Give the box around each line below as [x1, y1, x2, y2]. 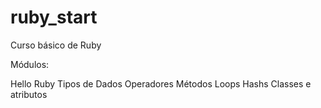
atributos [10, 88, 48, 100]
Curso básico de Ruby [10, 39, 102, 51]
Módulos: [10, 58, 50, 70]
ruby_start [10, 6, 98, 29]
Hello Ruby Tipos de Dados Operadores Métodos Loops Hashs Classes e [10, 77, 312, 90]
